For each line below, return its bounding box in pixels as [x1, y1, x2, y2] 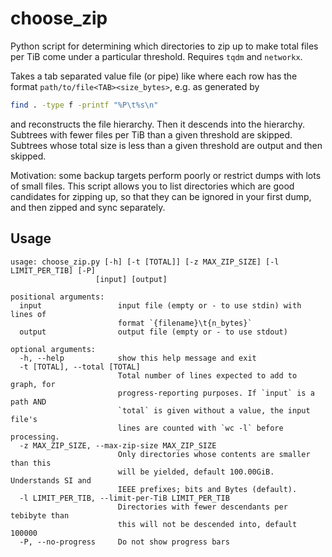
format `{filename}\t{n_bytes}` [117, 318, 253, 328]
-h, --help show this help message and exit [19, 353, 257, 363]
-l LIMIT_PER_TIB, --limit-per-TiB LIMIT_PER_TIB [19, 493, 230, 503]
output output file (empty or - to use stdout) [19, 327, 288, 337]
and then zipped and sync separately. [10, 201, 166, 213]
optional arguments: [10, 344, 97, 354]
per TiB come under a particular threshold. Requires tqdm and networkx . [10, 50, 303, 62]
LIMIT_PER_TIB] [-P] [10, 265, 97, 276]
